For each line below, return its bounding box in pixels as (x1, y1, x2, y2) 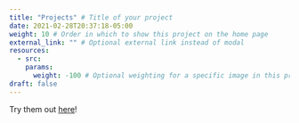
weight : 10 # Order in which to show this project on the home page (9, 29, 269, 38)
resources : (9, 46, 50, 55)
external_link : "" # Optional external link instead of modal (9, 37, 245, 47)
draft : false (9, 79, 58, 88)
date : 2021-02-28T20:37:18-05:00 (9, 21, 133, 30)
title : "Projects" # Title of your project (9, 12, 174, 22)
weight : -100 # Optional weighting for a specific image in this (32, 71, 280, 80)
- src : (17, 54, 42, 63)
